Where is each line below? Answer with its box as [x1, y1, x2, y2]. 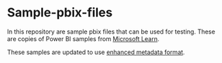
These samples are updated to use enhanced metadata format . [7, 48, 185, 56]
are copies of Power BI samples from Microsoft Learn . [7, 34, 160, 42]
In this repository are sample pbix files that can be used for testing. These [7, 27, 216, 36]
